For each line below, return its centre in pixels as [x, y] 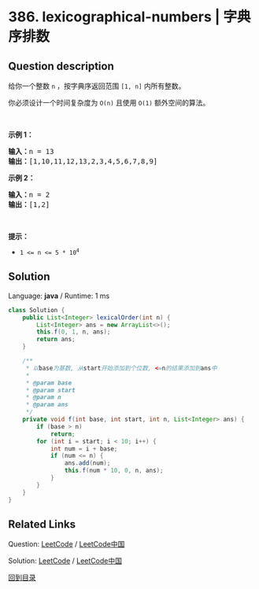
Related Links [42, 524]
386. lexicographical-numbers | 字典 [129, 17]
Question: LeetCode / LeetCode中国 [67, 544]
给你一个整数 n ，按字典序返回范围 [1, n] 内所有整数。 [97, 86]
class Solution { [37, 310]
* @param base [49, 383]
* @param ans [47, 405]
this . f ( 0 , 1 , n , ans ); [74, 332]
